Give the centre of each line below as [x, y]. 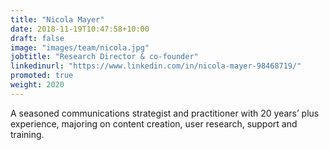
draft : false [37, 38]
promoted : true [42, 76]
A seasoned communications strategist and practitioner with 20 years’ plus [165, 113]
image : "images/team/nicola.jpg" [80, 47]
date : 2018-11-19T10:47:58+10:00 [80, 29]
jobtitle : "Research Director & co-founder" [104, 57]
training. [27, 134]
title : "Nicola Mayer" [57, 19]
